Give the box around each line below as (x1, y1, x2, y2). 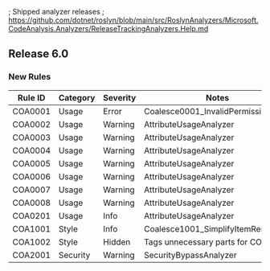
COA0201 (12, 210, 51, 221)
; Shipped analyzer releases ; (8, 7, 104, 16)
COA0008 (12, 197, 51, 208)
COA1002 (12, 236, 51, 248)
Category (58, 92, 96, 103)
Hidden (103, 236, 131, 248)
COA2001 (12, 249, 51, 261)
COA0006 (12, 170, 51, 182)
